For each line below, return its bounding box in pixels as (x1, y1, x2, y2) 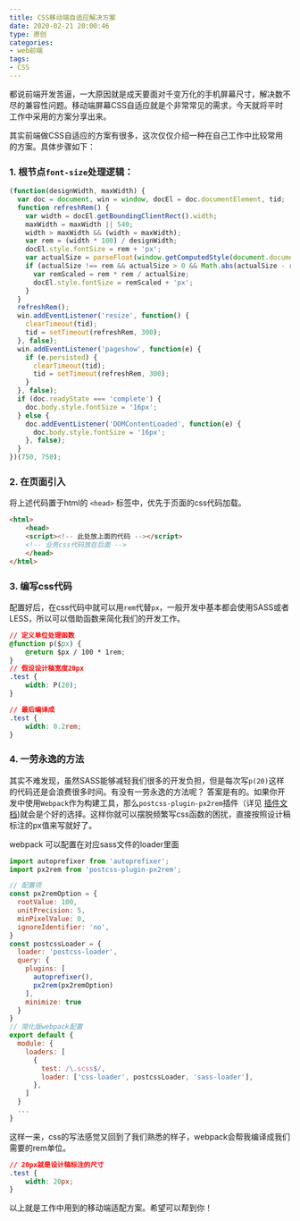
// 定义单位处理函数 (9, 631, 75, 640)
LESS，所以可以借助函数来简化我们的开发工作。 (9, 613, 186, 623)
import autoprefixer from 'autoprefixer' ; (9, 856, 170, 866)
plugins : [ (25, 964, 66, 973)
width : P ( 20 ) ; (25, 681, 78, 690)
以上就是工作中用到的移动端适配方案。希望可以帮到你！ (9, 1202, 212, 1213)
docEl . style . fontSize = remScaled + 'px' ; (32, 278, 194, 287)
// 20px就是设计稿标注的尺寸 (9, 1160, 104, 1169)
